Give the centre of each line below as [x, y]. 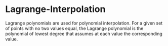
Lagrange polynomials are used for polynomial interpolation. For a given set [84, 23]
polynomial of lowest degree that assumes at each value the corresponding [84, 33]
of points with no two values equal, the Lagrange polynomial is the [74, 28]
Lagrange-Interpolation [55, 9]
